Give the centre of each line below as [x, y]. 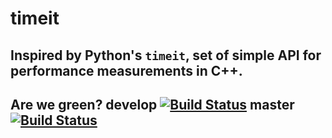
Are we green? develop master [152, 104]
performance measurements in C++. [126, 70]
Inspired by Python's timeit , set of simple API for [166, 55]
